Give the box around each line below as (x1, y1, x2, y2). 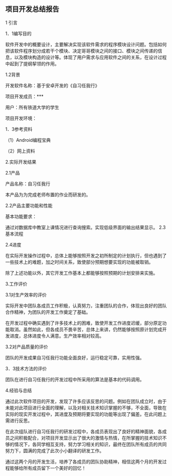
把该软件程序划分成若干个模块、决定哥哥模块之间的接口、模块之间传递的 (5, 48, 158, 54)
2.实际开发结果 (5, 159, 37, 165)
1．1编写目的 (5, 30, 32, 36)
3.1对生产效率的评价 (5, 292, 47, 298)
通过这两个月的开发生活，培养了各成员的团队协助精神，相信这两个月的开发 (5, 459, 162, 465)
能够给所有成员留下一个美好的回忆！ (9, 465, 86, 471)
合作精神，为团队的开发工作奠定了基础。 (5, 309, 91, 315)
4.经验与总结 (5, 387, 32, 393)
